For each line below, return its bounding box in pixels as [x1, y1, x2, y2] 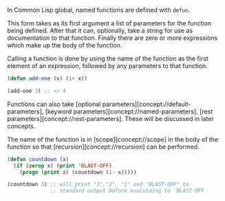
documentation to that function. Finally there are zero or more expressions [7, 34, 218, 42]
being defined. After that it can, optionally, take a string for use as [7, 27, 193, 34]
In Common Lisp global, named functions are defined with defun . [7, 6, 191, 14]
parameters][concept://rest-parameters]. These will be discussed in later [7, 114, 215, 123]
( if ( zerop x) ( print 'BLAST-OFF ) [13, 162, 112, 169]
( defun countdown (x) [7, 156, 69, 162]
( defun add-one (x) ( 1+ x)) [7, 75, 88, 82]
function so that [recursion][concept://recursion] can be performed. [7, 142, 200, 151]
